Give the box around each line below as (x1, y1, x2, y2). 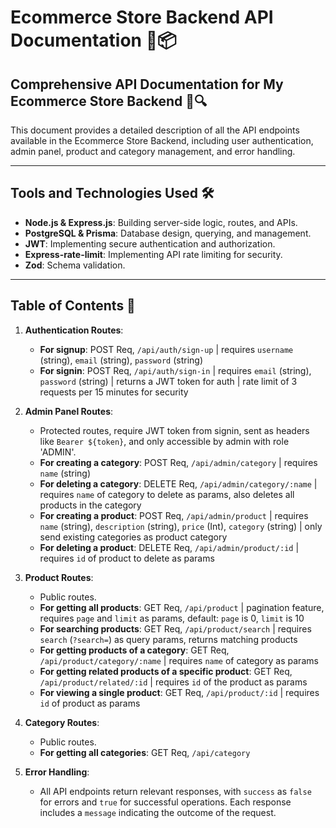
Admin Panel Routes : (24, 405, 114, 417)
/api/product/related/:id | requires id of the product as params (39, 676, 308, 688)
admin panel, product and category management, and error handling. (10, 146, 296, 157)
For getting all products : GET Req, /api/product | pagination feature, (39, 601, 325, 613)
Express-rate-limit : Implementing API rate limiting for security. (24, 248, 283, 260)
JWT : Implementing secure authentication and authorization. (24, 237, 276, 250)
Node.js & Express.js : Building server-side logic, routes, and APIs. (24, 216, 298, 228)
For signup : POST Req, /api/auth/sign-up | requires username (39, 343, 294, 355)
